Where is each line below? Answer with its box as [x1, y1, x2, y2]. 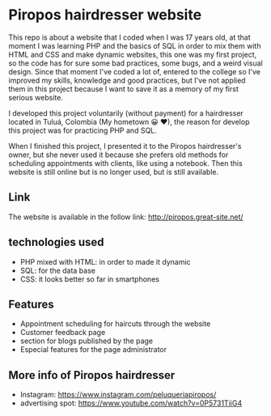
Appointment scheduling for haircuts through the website [19, 319, 211, 329]
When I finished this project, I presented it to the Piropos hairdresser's [8, 141, 242, 151]
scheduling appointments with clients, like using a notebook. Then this [8, 158, 243, 168]
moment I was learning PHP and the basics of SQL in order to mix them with [8, 40, 261, 50]
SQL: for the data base [19, 265, 95, 275]
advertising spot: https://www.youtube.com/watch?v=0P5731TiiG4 [19, 398, 243, 408]
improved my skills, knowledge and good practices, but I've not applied [8, 75, 246, 85]
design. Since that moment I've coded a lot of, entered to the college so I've [8, 66, 261, 76]
